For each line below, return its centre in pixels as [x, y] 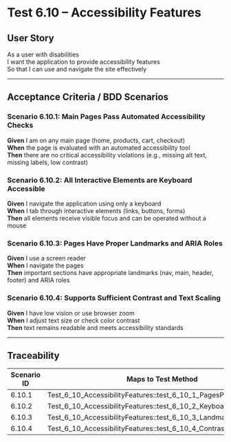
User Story [31, 38]
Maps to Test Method [162, 379]
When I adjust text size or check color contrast [74, 320]
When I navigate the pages [45, 265]
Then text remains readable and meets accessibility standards [95, 327]
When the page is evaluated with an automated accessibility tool [99, 147]
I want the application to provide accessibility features [84, 62]
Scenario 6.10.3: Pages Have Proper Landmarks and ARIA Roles [115, 243]
